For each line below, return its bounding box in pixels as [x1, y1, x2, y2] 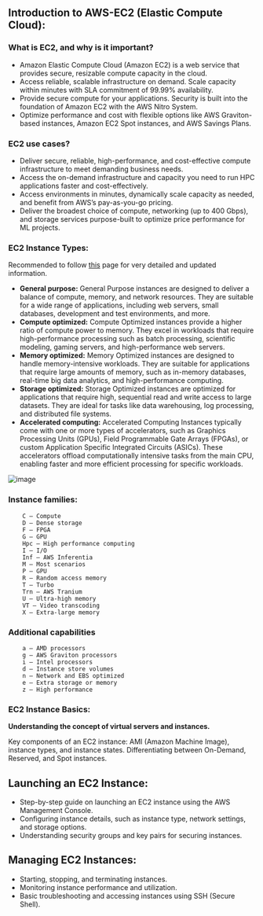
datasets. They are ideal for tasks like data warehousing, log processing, [19, 401, 254, 410]
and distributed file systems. [19, 409, 112, 419]
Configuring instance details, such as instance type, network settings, [19, 814, 246, 823]
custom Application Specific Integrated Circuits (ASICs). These [19, 443, 224, 452]
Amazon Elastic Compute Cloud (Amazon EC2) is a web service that [19, 60, 240, 69]
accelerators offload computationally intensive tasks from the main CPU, [19, 451, 254, 461]
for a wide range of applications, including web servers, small [19, 300, 219, 310]
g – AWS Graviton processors [22, 651, 118, 659]
